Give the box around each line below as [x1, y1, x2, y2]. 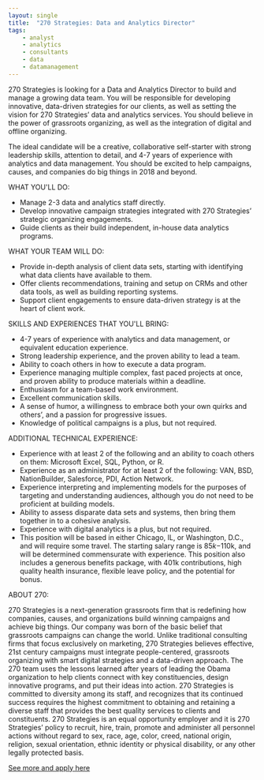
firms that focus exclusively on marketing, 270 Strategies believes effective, [8, 639, 255, 648]
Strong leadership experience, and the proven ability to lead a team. [19, 351, 240, 360]
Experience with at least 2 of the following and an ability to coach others [19, 448, 255, 458]
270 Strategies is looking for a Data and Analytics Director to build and [8, 84, 236, 94]
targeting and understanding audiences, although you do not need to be [19, 490, 254, 500]
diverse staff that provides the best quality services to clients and [8, 706, 221, 715]
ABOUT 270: [8, 590, 50, 599]
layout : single [8, 11, 58, 20]
